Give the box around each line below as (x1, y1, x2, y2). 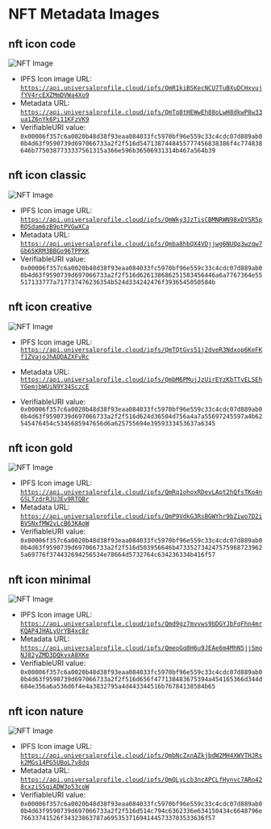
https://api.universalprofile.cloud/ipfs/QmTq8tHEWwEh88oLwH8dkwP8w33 (19, 108, 263, 116)
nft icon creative (8, 300, 93, 314)
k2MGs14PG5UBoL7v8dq (19, 759, 90, 767)
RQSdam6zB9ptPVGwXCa (19, 223, 90, 231)
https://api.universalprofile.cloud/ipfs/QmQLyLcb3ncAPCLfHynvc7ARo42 (19, 776, 263, 784)
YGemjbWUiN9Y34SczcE (19, 383, 90, 391)
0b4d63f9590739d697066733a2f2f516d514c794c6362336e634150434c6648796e (19, 807, 263, 815)
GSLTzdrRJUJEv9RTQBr (19, 496, 90, 504)
